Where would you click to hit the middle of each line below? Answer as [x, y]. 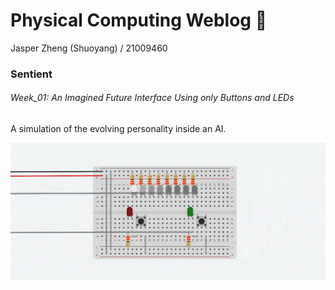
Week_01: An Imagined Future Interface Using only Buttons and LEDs [152, 98]
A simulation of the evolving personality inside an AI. [118, 129]
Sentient [31, 74]
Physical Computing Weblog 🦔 [139, 20]
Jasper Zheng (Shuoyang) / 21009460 [89, 48]
